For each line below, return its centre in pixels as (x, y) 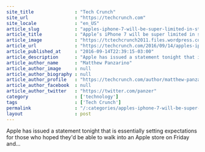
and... (13, 144)
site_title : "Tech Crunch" (61, 12)
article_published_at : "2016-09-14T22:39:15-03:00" (80, 52)
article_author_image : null (49, 68)
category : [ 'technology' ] (63, 97)
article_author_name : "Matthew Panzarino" (69, 63)
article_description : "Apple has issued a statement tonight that (101, 57)
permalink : (42, 108)
